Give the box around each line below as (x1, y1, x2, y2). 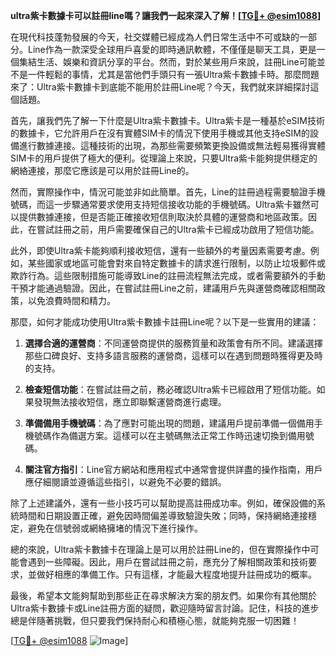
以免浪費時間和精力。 (27, 295, 116, 306)
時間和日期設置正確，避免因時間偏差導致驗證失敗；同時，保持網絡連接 (18, 510, 308, 521)
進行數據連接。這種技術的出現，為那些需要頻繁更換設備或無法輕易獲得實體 (18, 140, 326, 151)
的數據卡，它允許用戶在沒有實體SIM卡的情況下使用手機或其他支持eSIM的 (10, 127, 310, 139)
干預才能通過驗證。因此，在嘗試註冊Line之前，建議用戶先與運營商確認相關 (10, 282, 317, 294)
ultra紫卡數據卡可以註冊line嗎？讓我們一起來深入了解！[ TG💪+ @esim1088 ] (10, 10, 322, 21)
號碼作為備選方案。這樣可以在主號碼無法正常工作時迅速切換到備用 (33, 430, 306, 441)
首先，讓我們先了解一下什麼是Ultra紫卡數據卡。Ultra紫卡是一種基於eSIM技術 (10, 115, 326, 126)
